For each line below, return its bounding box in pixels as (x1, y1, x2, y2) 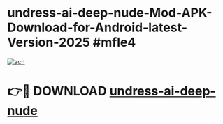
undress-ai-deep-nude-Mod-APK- (7, 5, 213, 21)
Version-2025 (7, 35, 91, 50)
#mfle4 (92, 35, 136, 50)
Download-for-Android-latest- (7, 20, 187, 36)
